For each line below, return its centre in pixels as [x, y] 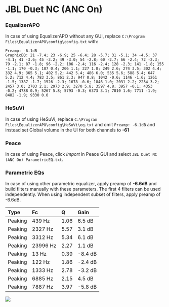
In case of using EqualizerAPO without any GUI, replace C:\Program [75, 36]
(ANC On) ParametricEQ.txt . [34, 160]
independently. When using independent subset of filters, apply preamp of [83, 194]
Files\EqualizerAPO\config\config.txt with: [52, 42]
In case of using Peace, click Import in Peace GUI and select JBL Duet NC [81, 154]
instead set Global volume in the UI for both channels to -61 [67, 130]
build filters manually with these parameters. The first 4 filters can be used [83, 189]
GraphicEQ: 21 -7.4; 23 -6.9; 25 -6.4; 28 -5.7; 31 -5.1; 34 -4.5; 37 [81, 55]
